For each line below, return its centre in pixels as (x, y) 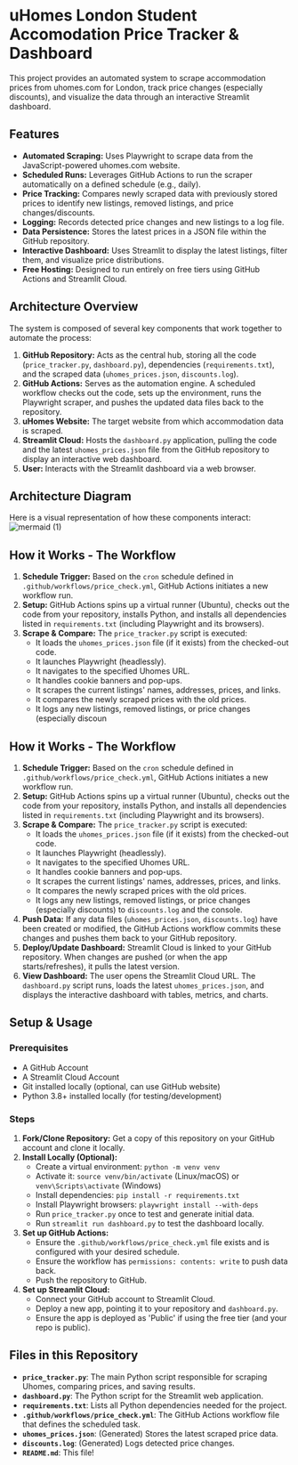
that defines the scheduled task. (81, 1424)
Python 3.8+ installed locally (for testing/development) (122, 1096)
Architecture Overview (74, 307)
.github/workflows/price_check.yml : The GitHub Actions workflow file (151, 1414)
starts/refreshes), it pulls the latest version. (101, 966)
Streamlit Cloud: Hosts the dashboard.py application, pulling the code (149, 440)
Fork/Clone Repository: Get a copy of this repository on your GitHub (149, 1138)
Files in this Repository (74, 1355)
